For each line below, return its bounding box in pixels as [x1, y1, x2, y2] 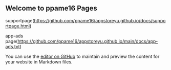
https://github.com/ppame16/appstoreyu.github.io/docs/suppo [34, 17, 166, 23]
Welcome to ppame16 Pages [5, 4, 97, 13]
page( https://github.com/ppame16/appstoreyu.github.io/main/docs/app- [5, 38, 158, 44]
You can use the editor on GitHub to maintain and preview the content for [5, 53, 160, 59]
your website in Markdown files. [5, 58, 73, 65]
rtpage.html [5, 23, 30, 29]
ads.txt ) [5, 43, 22, 50]
